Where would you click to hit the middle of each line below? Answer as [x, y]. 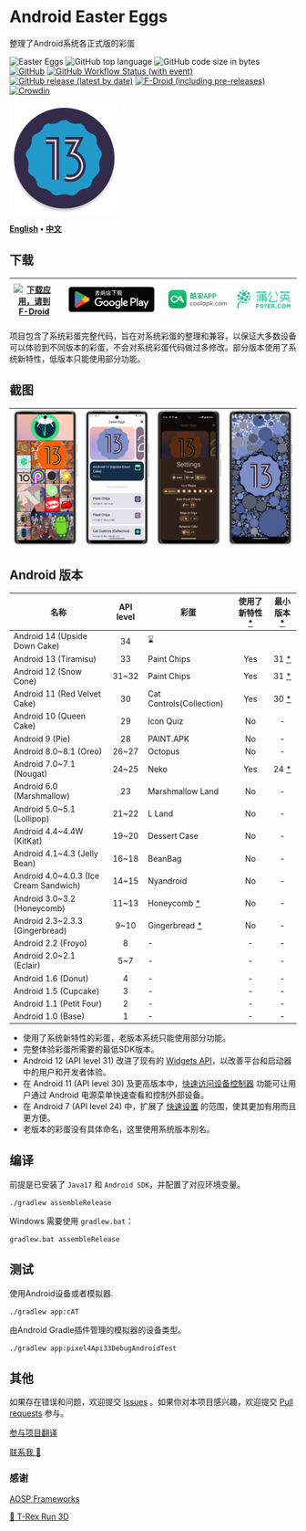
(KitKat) [28, 841]
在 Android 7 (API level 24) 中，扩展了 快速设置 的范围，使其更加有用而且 [159, 1106]
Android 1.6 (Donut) [51, 978]
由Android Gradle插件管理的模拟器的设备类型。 [98, 1329]
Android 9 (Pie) [42, 739]
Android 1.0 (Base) [49, 1016]
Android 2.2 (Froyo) [51, 943]
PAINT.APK [168, 739]
